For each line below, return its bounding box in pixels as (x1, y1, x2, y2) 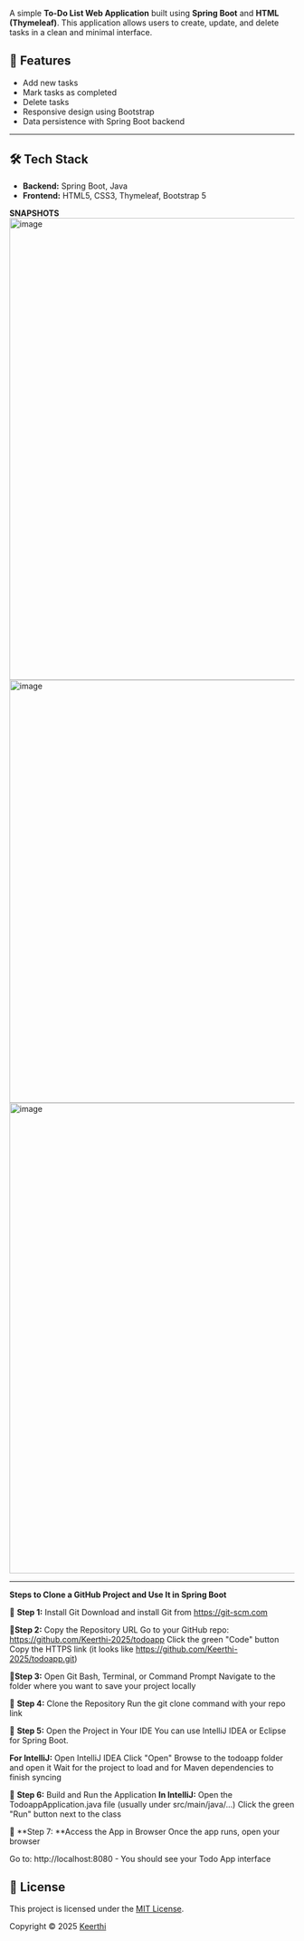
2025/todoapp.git (9, 1653, 75, 1663)
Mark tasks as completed (22, 86, 118, 98)
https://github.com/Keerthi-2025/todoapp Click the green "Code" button (9, 1634, 280, 1644)
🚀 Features (9, 54, 71, 69)
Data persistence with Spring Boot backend (22, 115, 185, 126)
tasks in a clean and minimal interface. (9, 27, 153, 37)
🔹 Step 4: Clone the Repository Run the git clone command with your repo (9, 1698, 286, 1709)
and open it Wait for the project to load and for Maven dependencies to (9, 1761, 274, 1772)
